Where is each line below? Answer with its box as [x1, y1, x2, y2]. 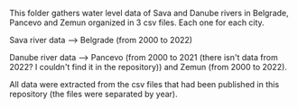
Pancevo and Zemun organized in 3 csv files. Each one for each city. [9, 17, 265, 28]
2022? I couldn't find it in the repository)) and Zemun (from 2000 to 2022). [9, 62, 287, 72]
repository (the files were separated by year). [9, 89, 178, 99]
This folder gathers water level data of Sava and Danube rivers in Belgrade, [9, 8, 289, 18]
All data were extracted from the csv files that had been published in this [9, 79, 280, 89]
